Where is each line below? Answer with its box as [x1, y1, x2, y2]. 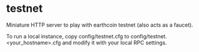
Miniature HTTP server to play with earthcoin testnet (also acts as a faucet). [6, 21, 194, 28]
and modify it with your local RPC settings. [62, 39, 167, 46]
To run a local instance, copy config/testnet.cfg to [6, 32, 130, 40]
